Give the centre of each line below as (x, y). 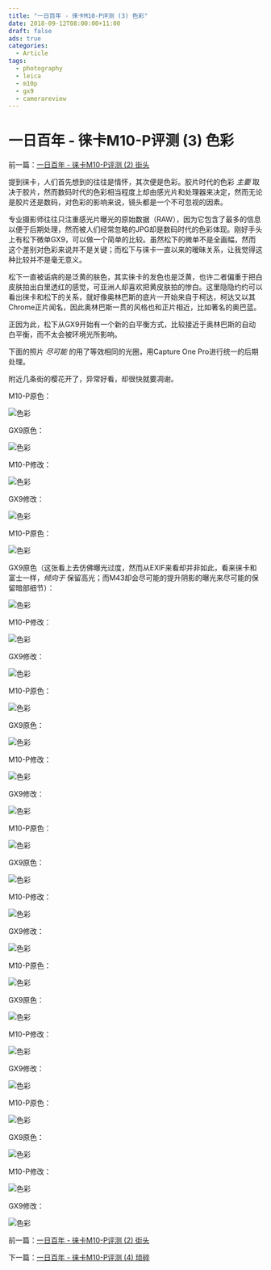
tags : (17, 61)
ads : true (25, 38)
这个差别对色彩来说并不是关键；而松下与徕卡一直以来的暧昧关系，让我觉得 (132, 250)
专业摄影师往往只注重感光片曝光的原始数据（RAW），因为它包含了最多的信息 (135, 220)
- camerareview (41, 99)
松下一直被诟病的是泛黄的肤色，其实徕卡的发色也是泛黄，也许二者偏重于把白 (135, 277)
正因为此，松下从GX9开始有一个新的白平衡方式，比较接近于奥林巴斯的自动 (132, 325)
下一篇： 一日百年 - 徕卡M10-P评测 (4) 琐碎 (79, 1258)
